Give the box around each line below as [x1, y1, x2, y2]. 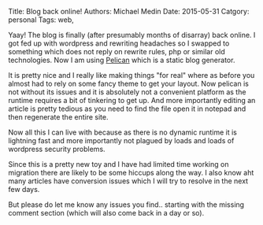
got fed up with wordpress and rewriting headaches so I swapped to [8, 39, 230, 48]
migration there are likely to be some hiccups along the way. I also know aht [8, 168, 254, 177]
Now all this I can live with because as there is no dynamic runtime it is [8, 127, 238, 137]
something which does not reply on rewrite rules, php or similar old [8, 47, 226, 56]
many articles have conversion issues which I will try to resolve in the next [8, 176, 249, 186]
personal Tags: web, [8, 15, 75, 24]
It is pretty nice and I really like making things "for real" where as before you [8, 71, 255, 79]
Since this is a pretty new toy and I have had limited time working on [8, 160, 229, 168]
